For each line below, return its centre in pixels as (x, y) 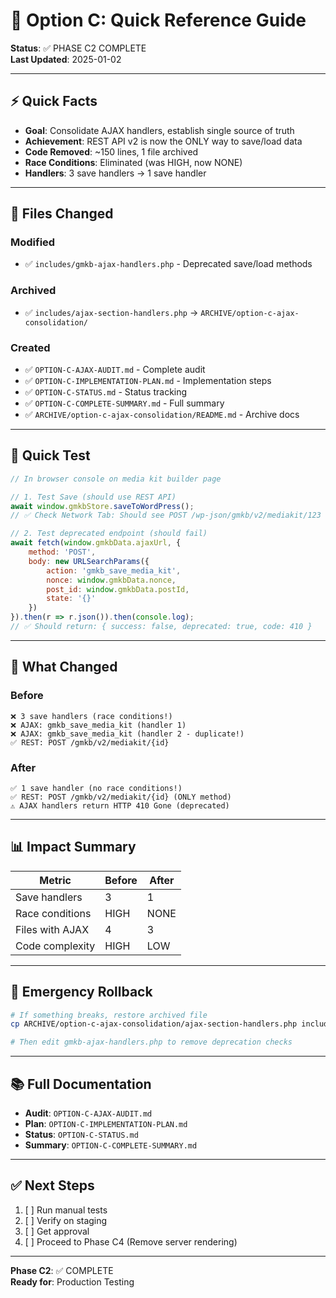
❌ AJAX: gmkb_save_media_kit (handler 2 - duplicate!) (127, 734)
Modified (33, 242)
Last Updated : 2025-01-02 (66, 59)
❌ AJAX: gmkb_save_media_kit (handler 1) (98, 725)
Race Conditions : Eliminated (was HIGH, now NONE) (133, 162)
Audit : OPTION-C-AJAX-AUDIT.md (88, 1113)
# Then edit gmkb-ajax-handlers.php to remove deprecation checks (151, 1042)
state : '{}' (71, 599)
